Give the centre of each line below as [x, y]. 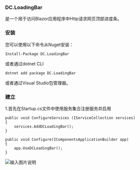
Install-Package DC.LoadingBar [37, 54]
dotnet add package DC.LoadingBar [41, 73]
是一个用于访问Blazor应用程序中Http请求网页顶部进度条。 [63, 19]
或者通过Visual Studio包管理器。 [38, 83]
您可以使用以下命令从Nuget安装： [39, 44]
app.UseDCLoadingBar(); [38, 148]
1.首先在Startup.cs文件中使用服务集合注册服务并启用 [58, 108]
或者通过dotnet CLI [24, 64]
